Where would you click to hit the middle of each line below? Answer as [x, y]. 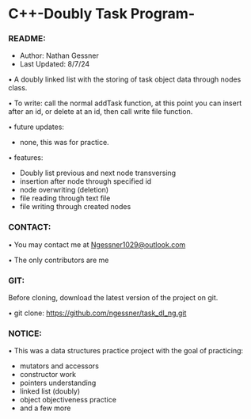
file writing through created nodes [75, 207]
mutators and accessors [59, 366]
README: [27, 39]
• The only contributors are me [59, 260]
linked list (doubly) [50, 391]
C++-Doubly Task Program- [102, 14]
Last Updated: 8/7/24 [55, 64]
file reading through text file [65, 198]
